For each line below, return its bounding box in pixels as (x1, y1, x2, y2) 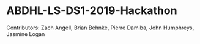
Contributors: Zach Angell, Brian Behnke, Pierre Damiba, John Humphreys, (6, 24, 194, 31)
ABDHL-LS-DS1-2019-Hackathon (6, 4, 177, 18)
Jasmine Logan (6, 30, 45, 37)
